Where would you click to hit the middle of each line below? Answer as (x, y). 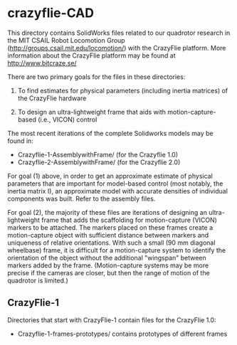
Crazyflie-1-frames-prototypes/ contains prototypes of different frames (122, 334)
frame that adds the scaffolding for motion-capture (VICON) (129, 220)
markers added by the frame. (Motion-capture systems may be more (108, 265)
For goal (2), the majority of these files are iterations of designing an (107, 212)
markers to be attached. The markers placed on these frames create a (110, 227)
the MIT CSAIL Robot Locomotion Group (67, 40)
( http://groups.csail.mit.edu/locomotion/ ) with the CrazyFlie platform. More (117, 48)
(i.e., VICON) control (68, 120)
